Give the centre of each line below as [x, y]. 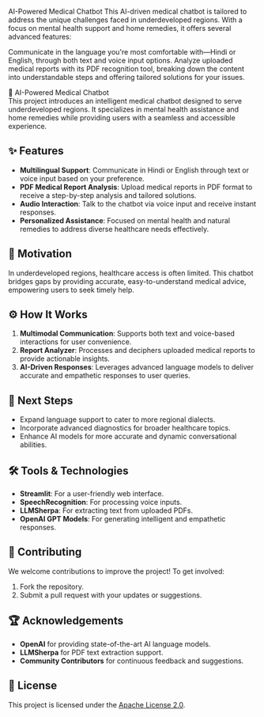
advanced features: [40, 36]
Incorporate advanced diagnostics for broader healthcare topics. [125, 428]
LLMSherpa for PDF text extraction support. [91, 652]
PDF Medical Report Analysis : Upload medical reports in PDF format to [136, 187]
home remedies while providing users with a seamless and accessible [122, 118]
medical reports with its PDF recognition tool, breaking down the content [126, 69]
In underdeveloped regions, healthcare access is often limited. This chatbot [131, 273]
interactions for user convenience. [75, 342]
